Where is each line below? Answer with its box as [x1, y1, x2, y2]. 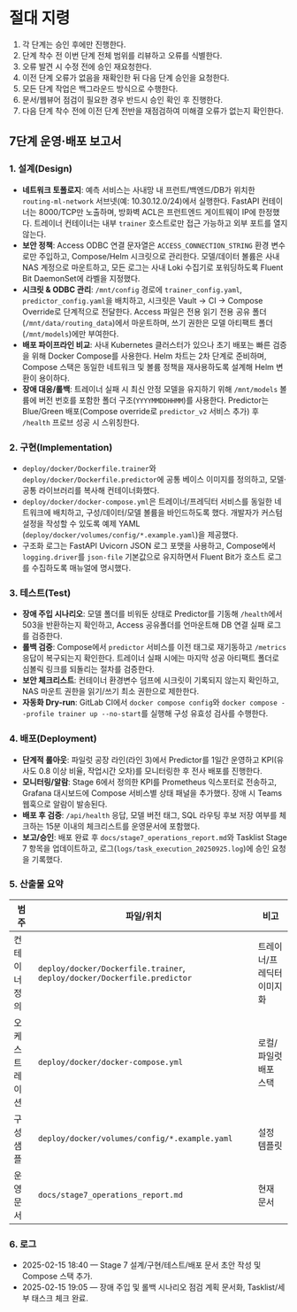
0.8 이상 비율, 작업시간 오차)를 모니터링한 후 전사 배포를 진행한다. [38, 765, 263, 776]
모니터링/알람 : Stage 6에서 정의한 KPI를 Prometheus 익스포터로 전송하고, [21, 776, 277, 787]
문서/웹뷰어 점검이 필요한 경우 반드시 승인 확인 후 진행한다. [21, 94, 224, 104]
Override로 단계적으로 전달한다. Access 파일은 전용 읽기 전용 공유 [21, 306, 250, 317]
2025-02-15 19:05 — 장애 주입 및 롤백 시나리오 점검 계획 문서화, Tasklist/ [21, 1282, 278, 1293]
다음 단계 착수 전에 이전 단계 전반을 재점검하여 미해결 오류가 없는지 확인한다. [21, 105, 285, 116]
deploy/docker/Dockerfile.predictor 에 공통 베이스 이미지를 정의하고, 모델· [21, 474, 287, 484]
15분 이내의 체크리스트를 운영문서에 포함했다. [45, 821, 201, 831]
